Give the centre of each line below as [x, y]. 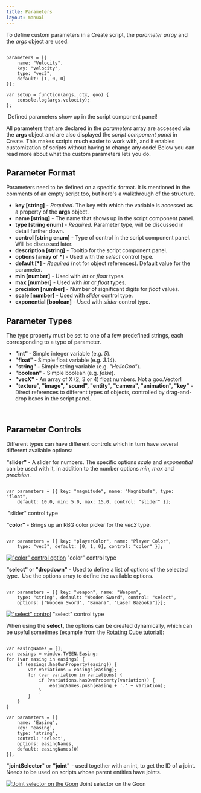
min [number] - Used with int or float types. [70, 276]
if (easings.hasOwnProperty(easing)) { [67, 664]
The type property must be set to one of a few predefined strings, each [95, 336]
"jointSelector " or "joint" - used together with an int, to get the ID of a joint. [101, 765]
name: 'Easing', [38, 723]
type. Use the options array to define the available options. [80, 576]
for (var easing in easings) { [46, 659]
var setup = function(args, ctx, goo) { [58, 94]
